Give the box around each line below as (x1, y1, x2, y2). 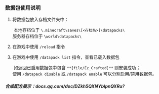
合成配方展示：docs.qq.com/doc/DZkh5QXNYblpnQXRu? (5, 83, 125, 89)
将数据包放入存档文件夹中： (12, 16, 69, 23)
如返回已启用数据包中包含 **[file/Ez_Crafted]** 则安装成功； (13, 65, 141, 71)
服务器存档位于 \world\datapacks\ (12, 33, 82, 39)
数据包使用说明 (5, 4, 41, 11)
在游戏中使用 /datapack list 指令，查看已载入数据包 (12, 54, 119, 60)
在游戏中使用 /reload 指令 (12, 44, 65, 50)
